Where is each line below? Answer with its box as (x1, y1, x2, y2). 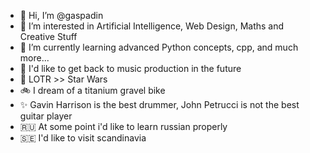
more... (19, 52, 50, 64)
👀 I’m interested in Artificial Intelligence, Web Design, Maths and (19, 20, 285, 32)
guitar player (19, 110, 73, 122)
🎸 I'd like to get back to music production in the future (19, 63, 242, 74)
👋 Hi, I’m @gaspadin (19, 10, 104, 21)
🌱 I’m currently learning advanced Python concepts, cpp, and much (19, 41, 299, 53)
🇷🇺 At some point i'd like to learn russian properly (19, 121, 228, 132)
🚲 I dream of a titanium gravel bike (19, 85, 166, 96)
